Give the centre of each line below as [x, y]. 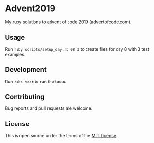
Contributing [25, 96]
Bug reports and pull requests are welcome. [49, 108]
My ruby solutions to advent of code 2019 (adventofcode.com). [68, 22]
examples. [15, 54]
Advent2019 [30, 9]
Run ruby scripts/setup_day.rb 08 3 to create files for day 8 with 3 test [77, 49]
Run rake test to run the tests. [36, 82]
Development [26, 70]
